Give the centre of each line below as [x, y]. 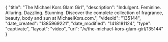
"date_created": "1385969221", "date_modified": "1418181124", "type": [78, 23]
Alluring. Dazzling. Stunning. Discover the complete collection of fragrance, [85, 13]
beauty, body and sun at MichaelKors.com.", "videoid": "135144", [73, 18]
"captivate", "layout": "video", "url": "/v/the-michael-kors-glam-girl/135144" [85, 29]
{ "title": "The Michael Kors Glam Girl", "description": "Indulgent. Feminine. [83, 7]
